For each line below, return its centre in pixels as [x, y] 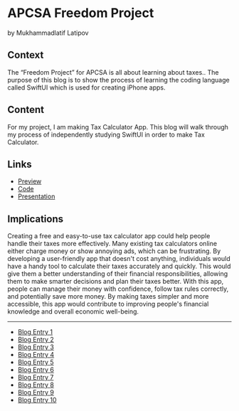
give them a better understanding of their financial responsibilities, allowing [118, 274]
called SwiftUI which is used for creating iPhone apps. [86, 87]
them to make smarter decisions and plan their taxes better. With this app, [116, 282]
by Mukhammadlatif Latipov [48, 33]
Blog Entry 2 [36, 340]
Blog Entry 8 [36, 385]
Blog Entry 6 [36, 370]
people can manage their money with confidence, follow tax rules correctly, [118, 289]
